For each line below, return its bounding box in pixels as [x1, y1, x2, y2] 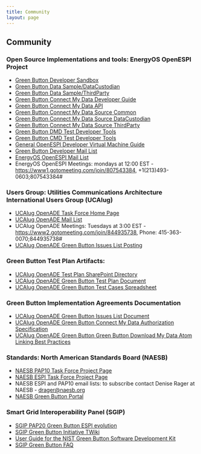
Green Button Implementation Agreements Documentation [6, 298, 181, 307]
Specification [14, 325, 48, 333]
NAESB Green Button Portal [14, 393, 84, 400]
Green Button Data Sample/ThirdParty [14, 89, 110, 97]
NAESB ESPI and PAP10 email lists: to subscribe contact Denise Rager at [14, 380, 195, 387]
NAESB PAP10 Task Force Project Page [14, 367, 112, 375]
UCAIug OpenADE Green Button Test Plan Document [14, 277, 146, 284]
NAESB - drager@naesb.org [14, 386, 86, 394]
